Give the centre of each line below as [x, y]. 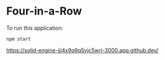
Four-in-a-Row [44, 11]
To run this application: [35, 28]
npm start [19, 39]
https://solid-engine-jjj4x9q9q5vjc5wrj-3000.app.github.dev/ [82, 50]
